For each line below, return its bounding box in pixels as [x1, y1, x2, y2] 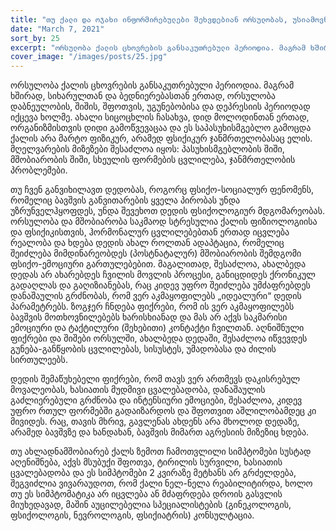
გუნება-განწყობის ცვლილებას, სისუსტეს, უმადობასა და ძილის [10, 343, 277, 355]
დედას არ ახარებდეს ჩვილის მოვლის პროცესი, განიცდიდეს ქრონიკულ [10, 269, 316, 281]
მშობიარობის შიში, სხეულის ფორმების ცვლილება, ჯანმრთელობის [10, 154, 296, 166]
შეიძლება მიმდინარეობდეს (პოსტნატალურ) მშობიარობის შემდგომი [10, 247, 302, 260]
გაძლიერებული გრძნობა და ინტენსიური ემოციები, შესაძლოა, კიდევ [10, 394, 303, 406]
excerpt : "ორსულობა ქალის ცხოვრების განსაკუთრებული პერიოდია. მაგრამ [10, 42, 307, 53]
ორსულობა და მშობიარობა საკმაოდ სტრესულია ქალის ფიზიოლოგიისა [10, 216, 318, 228]
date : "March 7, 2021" [10, 24, 105, 34]
